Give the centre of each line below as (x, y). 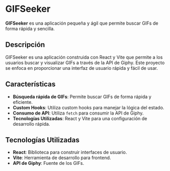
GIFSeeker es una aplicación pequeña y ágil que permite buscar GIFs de (82, 23)
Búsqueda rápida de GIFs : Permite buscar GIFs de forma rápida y (82, 97)
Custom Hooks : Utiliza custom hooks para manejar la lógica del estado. (89, 107)
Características (30, 84)
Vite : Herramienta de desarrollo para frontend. (62, 158)
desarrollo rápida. (31, 124)
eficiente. (23, 102)
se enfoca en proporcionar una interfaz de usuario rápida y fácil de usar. (82, 68)
